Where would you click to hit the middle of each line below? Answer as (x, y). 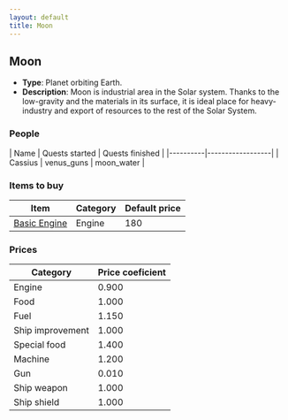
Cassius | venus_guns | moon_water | (77, 162)
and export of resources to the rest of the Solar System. (156, 111)
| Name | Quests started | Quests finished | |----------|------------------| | (144, 153)
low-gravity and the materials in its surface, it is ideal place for (135, 102)
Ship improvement (52, 331)
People (24, 134)
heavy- (263, 102)
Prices (23, 249)
